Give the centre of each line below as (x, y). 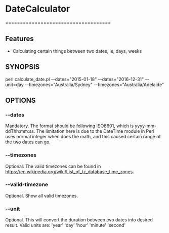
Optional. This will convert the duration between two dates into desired (79, 220)
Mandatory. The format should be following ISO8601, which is (70, 126)
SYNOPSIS (23, 67)
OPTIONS (20, 100)
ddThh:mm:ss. (20, 131)
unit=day (14, 85)
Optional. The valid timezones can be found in (53, 166)
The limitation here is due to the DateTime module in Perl (95, 131)
